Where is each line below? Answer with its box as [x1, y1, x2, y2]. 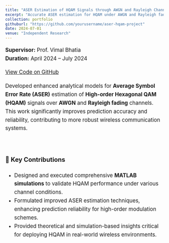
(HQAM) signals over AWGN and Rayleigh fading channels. [5, 99, 154, 106]
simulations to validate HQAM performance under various [14, 180, 159, 187]
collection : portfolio [5, 17, 53, 22]
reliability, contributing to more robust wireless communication [5, 116, 160, 124]
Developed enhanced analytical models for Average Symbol [5, 83, 155, 90]
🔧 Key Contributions [5, 156, 65, 164]
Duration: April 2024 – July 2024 [5, 55, 88, 62]
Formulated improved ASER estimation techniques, [14, 197, 140, 204]
